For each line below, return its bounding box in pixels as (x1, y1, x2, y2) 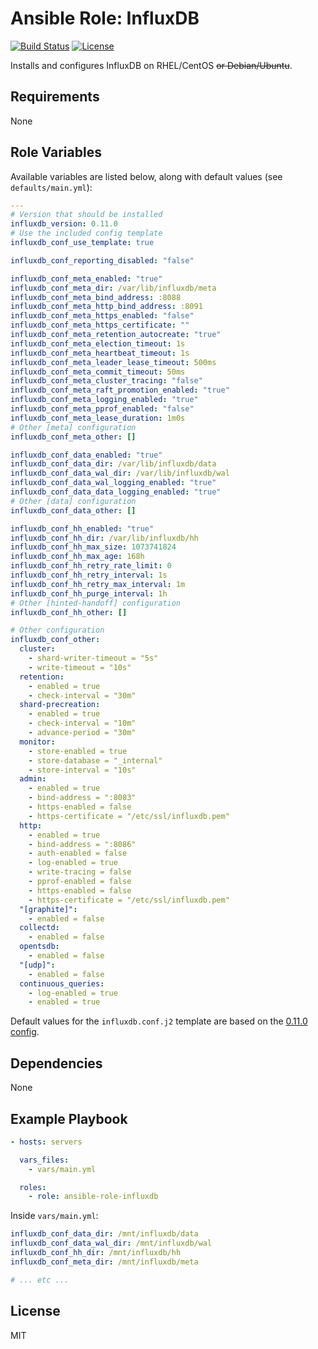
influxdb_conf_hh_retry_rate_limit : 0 (10, 561, 172, 571)
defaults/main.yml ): (10, 181, 93, 193)
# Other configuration (10, 625, 105, 636)
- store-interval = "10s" (28, 765, 137, 775)
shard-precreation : (19, 700, 101, 710)
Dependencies (10, 1055, 103, 1072)
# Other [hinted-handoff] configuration (10, 598, 182, 608)
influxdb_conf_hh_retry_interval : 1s (10, 570, 168, 581)
